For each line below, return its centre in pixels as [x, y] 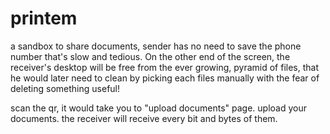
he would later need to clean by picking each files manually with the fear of [165, 78]
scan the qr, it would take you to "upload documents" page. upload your [159, 108]
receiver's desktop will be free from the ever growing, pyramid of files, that [165, 67]
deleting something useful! [65, 88]
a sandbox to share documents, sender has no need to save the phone [156, 46]
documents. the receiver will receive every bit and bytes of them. [144, 118]
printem [44, 18]
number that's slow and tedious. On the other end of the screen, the [150, 56]
